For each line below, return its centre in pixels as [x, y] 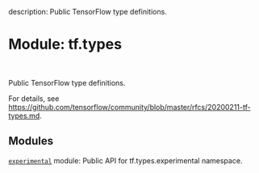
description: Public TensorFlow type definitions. [88, 12]
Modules [31, 141]
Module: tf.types [65, 44]
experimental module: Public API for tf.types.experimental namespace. [125, 160]
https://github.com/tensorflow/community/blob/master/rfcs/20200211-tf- [130, 107]
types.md [24, 116]
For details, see [34, 98]
